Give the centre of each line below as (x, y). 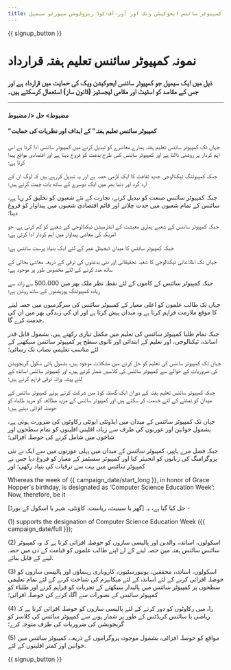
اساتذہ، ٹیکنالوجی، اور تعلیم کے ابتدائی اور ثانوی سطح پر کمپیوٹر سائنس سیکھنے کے (113, 341)
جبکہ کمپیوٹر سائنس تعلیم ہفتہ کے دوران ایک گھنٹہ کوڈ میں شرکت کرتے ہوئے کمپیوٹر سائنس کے (111, 392)
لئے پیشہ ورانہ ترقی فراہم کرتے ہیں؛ (45, 378)
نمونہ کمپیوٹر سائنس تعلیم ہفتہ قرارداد (102, 61)
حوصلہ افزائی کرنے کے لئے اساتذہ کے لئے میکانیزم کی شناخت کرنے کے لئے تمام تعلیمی (116, 579)
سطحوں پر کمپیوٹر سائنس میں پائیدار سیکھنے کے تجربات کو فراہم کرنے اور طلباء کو (114, 587)
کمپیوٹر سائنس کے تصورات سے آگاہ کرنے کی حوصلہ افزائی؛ (83, 594)
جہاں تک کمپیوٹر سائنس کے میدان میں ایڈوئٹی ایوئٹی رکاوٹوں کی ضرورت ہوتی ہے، (111, 421)
